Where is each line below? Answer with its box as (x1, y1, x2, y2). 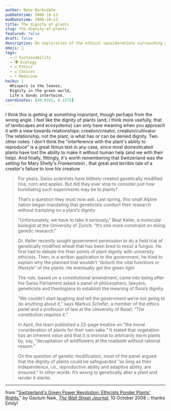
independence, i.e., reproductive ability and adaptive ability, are (17, 364, 151, 370)
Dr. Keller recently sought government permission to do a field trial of (17, 238, 163, 244)
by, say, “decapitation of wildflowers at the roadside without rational (17, 338, 160, 344)
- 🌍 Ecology (10, 60, 37, 65)
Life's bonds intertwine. (10, 93, 65, 98)
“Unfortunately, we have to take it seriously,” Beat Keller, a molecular (17, 217, 162, 223)
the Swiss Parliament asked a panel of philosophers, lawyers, (17, 280, 147, 286)
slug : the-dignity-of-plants (5, 27, 67, 32)
